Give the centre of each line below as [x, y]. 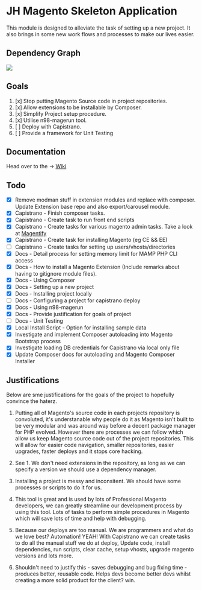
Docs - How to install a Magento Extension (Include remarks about [97, 267]
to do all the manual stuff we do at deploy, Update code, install [92, 543]
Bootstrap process [38, 341]
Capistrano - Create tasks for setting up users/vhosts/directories [95, 247]
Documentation [36, 152]
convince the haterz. [32, 401]
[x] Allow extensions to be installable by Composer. [78, 107]
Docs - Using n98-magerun [49, 307]
